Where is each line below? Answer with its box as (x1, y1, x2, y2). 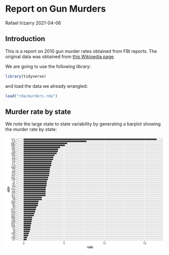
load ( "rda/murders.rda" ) (5, 93, 58, 99)
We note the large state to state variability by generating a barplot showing (5, 121, 161, 127)
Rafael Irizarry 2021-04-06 (5, 20, 61, 26)
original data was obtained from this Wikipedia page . (5, 53, 115, 59)
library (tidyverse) (5, 74, 47, 79)
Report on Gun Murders (5, 3, 106, 15)
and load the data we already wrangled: (5, 83, 88, 89)
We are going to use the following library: (5, 63, 91, 69)
